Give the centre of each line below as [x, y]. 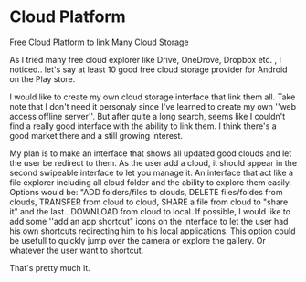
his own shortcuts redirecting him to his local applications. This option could [153, 231]
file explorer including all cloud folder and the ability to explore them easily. [151, 182]
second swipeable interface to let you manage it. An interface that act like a [152, 172]
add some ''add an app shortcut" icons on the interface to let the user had [149, 221]
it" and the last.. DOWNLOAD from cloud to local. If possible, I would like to [150, 211]
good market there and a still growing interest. [96, 135]
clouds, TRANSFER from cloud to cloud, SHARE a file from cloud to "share [149, 202]
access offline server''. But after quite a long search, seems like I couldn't [148, 116]
